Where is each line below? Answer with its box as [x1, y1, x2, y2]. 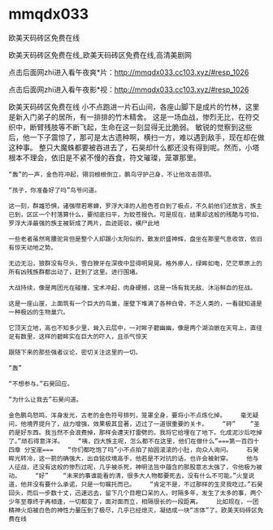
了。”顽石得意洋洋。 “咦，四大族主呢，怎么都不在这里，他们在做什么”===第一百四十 [8, 437, 260, 445]
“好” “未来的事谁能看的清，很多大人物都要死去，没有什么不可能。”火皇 [35, 471, 249, 480]
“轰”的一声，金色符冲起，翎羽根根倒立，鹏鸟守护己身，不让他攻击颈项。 [8, 170, 215, 179]
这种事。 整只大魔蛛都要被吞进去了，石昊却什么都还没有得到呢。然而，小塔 [8, 142, 260, 152]
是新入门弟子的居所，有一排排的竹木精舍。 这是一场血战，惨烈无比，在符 [8, 111, 253, 122]
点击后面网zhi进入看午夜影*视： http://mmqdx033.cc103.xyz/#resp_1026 [8, 85, 249, 94]
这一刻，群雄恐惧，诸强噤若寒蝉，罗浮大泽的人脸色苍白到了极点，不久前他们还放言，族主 [8, 202, 262, 210]
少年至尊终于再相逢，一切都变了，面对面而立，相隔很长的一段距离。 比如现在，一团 [8, 497, 259, 506]
